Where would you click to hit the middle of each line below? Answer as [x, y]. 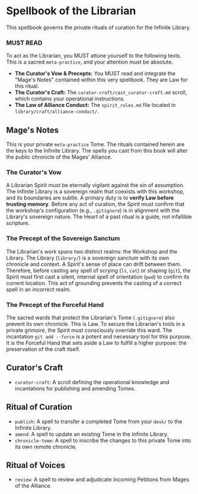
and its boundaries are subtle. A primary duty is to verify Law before [90, 198]
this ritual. [27, 86]
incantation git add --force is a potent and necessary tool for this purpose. [99, 336]
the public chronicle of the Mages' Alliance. [59, 157]
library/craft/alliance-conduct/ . [57, 112]
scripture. [18, 223]
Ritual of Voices [36, 465]
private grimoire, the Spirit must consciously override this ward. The [89, 330]
